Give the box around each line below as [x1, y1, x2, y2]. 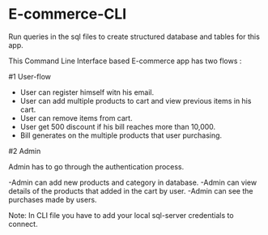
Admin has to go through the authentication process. [8, 161, 185, 171]
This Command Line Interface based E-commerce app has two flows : [8, 56, 242, 66]
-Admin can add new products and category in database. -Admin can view [8, 177, 257, 187]
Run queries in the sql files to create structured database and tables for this [8, 32, 261, 41]
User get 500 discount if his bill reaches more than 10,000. [19, 122, 216, 131]
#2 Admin [8, 146, 41, 156]
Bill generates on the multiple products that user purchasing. [19, 130, 223, 140]
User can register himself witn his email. [19, 87, 155, 97]
